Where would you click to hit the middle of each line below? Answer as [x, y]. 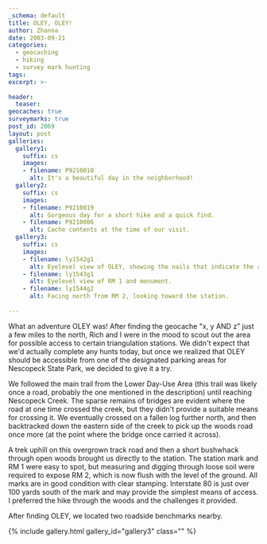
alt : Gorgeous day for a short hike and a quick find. [122, 215]
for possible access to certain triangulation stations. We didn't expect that [129, 343]
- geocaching [37, 52]
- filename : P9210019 [58, 207]
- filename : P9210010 [58, 171]
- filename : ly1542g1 [58, 259]
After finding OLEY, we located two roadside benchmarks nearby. [116, 515]
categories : [28, 45]
